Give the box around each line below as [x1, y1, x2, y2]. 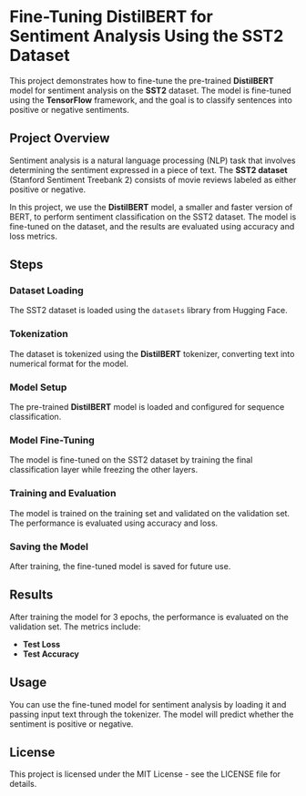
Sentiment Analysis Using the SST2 [9, 26, 284, 46]
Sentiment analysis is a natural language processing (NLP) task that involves [9, 155, 296, 166]
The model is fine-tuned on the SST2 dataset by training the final [9, 454, 253, 465]
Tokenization [9, 328, 68, 341]
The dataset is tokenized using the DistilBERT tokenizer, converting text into [9, 348, 295, 359]
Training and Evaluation [9, 487, 117, 500]
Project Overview [9, 130, 110, 147]
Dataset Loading [9, 284, 84, 297]
